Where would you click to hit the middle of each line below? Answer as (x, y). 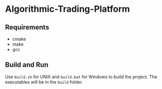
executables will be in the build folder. (44, 82)
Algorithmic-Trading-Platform (67, 9)
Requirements (27, 27)
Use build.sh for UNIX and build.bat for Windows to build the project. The (81, 77)
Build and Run (27, 65)
